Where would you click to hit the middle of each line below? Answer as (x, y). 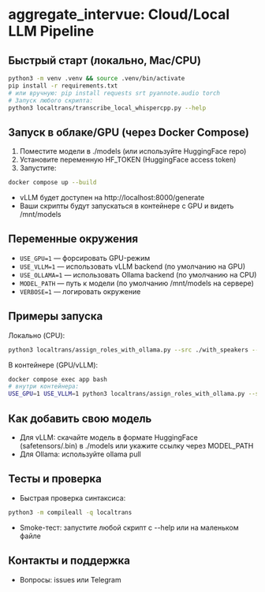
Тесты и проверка (55, 479)
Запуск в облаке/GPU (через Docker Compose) (129, 132)
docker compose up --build (52, 183)
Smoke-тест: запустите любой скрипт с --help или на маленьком (129, 527)
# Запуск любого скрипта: (50, 100)
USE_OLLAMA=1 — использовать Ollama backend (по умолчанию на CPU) (138, 274)
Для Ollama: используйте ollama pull (80, 454)
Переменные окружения (73, 239)
